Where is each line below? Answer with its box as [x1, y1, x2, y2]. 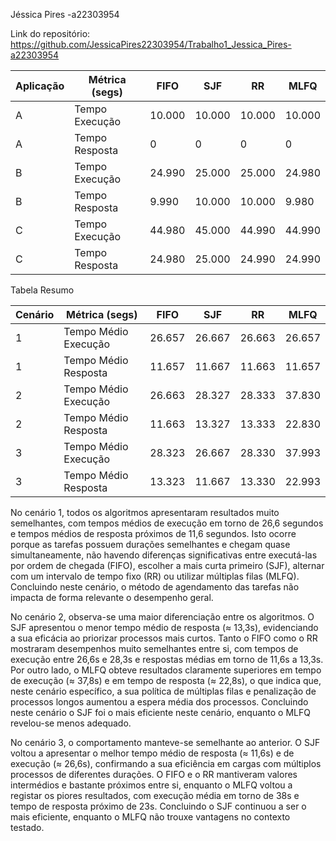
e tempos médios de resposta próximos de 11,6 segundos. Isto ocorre [10, 528, 297, 539]
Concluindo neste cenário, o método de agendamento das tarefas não [10, 581, 300, 593]
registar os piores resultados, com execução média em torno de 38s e [10, 790, 300, 801]
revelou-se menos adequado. [10, 717, 132, 729]
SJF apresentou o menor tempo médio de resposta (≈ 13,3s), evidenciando [10, 622, 319, 633]
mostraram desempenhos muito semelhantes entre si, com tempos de [10, 643, 299, 654]
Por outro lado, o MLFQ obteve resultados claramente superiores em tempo [10, 664, 322, 676]
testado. [10, 822, 45, 833]
